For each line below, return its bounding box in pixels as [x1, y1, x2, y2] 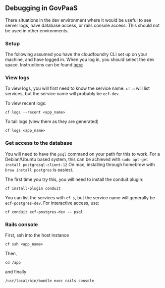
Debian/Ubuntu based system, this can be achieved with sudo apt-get [5, 156, 149, 162]
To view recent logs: [5, 100, 47, 106]
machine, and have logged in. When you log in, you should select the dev [5, 57, 155, 62]
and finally [5, 269, 27, 275]
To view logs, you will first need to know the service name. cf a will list [5, 85, 150, 91]
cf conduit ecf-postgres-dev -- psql [5, 209, 83, 215]
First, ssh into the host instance [5, 232, 69, 238]
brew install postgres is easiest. [5, 167, 74, 173]
